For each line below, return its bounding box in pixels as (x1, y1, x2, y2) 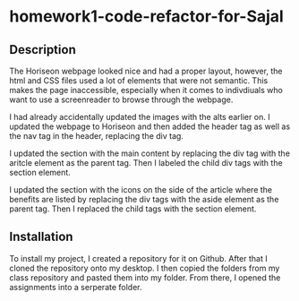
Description (9, 42, 76, 57)
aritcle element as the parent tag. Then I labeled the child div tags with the (9, 158, 284, 168)
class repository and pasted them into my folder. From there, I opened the (9, 271, 281, 283)
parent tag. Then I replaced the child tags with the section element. (9, 203, 257, 214)
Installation (9, 229, 73, 245)
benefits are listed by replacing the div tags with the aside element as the (9, 194, 279, 204)
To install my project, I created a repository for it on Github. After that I (9, 253, 268, 263)
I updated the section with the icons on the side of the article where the (9, 185, 273, 194)
